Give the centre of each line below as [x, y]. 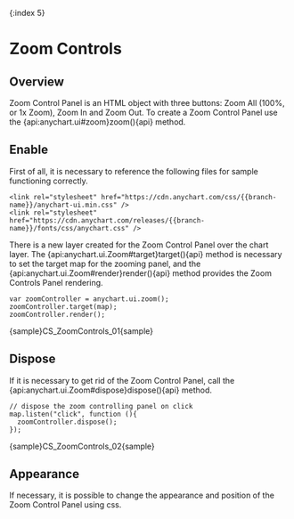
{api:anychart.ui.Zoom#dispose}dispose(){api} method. [110, 390]
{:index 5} [27, 13]
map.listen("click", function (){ [73, 414]
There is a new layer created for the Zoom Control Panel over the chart [139, 245]
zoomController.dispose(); [67, 422]
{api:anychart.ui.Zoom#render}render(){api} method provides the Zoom [140, 273]
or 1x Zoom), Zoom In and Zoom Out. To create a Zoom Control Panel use [143, 112]
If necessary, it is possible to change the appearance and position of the [142, 495]
